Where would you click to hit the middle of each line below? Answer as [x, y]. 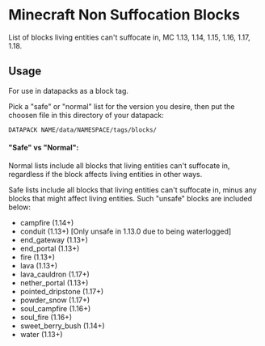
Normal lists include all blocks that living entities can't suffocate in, [119, 165]
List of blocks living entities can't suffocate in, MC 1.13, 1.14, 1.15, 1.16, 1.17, [129, 37]
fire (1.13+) [37, 257]
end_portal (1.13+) [50, 248]
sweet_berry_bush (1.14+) [62, 326]
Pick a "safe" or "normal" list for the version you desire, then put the [122, 106]
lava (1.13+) [39, 265]
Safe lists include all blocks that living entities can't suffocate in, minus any [132, 190]
